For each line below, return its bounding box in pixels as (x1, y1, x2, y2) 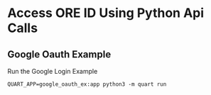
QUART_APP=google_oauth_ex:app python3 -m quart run (7, 81, 167, 88)
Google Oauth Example (7, 48, 112, 60)
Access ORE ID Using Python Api (7, 5, 205, 21)
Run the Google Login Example (7, 67, 98, 75)
